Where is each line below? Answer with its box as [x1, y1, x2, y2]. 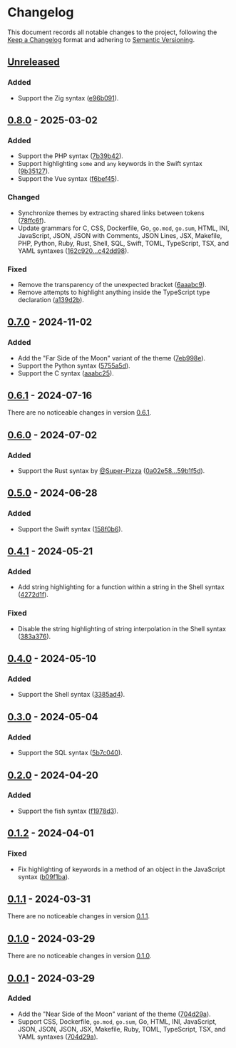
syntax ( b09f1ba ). [17, 872, 70, 881]
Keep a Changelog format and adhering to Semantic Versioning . [7, 35, 195, 43]
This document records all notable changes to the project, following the [7, 28, 217, 36]
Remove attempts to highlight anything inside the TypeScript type [17, 288, 210, 296]
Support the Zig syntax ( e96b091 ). [17, 93, 119, 102]
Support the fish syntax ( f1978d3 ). [17, 806, 119, 815]
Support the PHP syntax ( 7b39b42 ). [17, 152, 123, 160]
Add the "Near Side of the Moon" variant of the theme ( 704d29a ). [17, 1010, 212, 1018]
